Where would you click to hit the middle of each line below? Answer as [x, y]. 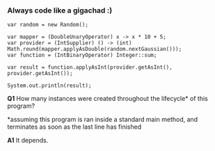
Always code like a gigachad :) [60, 10]
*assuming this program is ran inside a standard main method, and [103, 120]
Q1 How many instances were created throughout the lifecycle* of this [108, 99]
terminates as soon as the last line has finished [74, 127]
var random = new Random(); [48, 25]
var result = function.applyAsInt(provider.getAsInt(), [90, 67]
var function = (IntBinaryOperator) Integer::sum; [82, 55]
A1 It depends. [28, 141]
